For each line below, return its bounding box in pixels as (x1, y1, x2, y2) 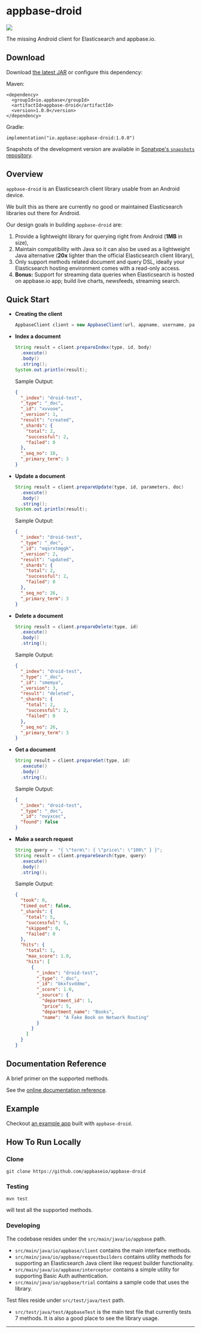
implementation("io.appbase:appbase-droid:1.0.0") (6, 135, 135, 141)
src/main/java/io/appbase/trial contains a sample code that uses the (14, 1278, 190, 1286)
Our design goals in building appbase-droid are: (6, 221, 123, 228)
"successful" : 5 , (26, 919, 69, 925)
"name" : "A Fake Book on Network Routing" (41, 1014, 150, 1020)
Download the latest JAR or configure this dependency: (6, 68, 143, 76)
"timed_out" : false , (20, 903, 72, 909)
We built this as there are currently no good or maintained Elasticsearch (6, 203, 183, 210)
